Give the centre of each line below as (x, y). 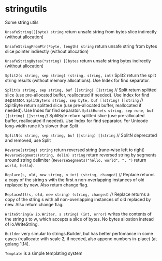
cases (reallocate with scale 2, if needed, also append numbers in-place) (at (81, 239)
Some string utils (22, 22)
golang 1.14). (17, 244)
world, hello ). (20, 165)
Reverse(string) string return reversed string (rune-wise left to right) (75, 150)
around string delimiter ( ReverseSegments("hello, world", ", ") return (76, 160)
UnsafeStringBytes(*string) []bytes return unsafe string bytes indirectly (78, 61)
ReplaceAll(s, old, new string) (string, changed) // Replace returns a (77, 194)
